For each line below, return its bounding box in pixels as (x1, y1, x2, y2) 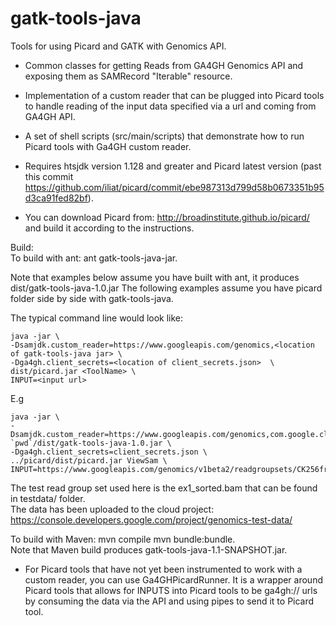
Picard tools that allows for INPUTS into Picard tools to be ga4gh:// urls (24, 584, 318, 596)
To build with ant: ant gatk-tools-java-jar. (10, 252, 178, 264)
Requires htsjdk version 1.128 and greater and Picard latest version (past (24, 160, 322, 172)
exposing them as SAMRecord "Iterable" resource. (24, 70, 233, 82)
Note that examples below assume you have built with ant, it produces (10, 271, 300, 283)
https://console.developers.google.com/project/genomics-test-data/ (10, 513, 293, 526)
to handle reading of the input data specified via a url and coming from (24, 100, 317, 112)
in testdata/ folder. (10, 492, 86, 504)
